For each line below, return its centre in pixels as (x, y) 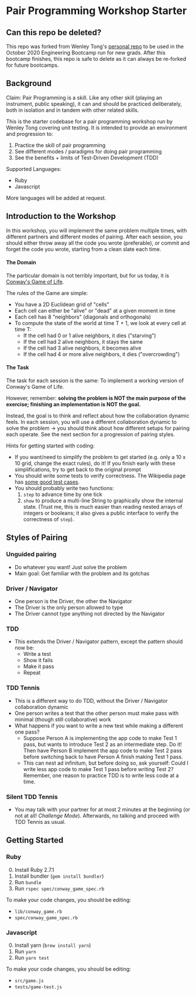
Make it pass (39, 666)
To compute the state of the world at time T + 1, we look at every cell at (100, 323)
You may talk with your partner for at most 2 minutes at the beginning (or (102, 809)
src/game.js (29, 981)
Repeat (32, 673)
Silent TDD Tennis (32, 796)
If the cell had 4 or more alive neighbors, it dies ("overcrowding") (102, 354)
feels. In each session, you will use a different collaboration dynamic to (92, 422)
